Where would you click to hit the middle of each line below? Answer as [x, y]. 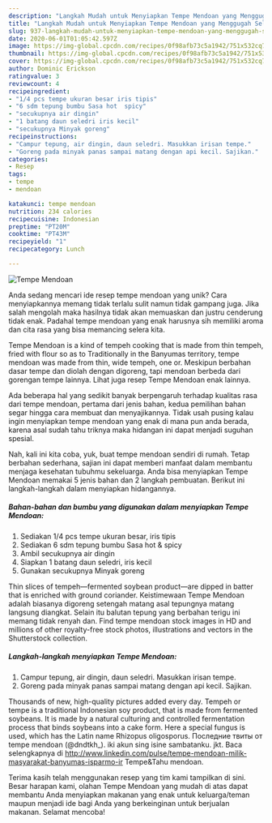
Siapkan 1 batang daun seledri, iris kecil [86, 562]
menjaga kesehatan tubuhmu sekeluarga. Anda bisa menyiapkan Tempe [128, 471]
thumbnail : [27, 54]
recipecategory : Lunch [47, 249]
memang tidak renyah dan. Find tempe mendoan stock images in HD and [130, 620]
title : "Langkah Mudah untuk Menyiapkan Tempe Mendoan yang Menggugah [130, 24]
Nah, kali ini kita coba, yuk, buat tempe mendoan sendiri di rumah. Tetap [129, 454]
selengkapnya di [36, 753]
